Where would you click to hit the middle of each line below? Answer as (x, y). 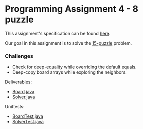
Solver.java (24, 97)
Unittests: (15, 107)
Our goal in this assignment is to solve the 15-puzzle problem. (69, 43)
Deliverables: (19, 82)
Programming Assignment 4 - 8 (72, 9)
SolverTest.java (28, 122)
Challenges (19, 56)
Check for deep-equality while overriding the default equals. (74, 67)
